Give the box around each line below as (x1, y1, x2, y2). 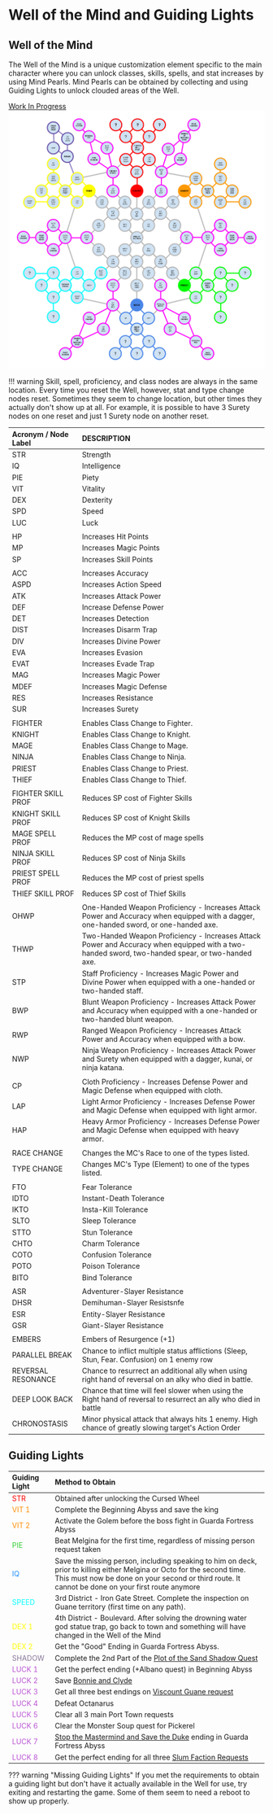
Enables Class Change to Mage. (81, 741, 188, 750)
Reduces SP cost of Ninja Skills (81, 853, 186, 863)
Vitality (81, 483, 106, 493)
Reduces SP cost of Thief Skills (81, 889, 187, 898)
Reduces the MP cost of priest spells (81, 872, 205, 882)
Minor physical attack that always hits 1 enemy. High (81, 1414, 258, 1424)
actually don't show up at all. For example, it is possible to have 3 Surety (8, 403, 250, 413)
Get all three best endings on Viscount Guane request (54, 1687, 234, 1697)
